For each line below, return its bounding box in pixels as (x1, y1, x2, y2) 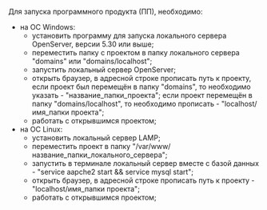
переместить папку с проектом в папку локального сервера (31, 48, 240, 57)
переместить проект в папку (31, 142, 131, 151)
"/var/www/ (132, 142, 171, 151)
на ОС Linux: (19, 124, 63, 134)
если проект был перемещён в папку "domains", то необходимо (31, 82, 252, 91)
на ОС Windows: (19, 22, 76, 31)
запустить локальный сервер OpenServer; (31, 65, 176, 75)
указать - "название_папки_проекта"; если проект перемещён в (31, 91, 253, 99)
